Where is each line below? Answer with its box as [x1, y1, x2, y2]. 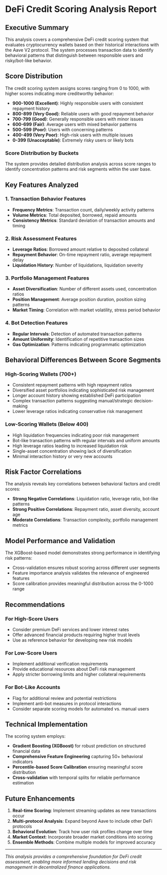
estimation [12, 780, 34, 786]
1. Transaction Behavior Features [5, 195, 86, 202]
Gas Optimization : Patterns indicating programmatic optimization [12, 341, 147, 347]
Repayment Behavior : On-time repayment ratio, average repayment [12, 252, 152, 258]
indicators [12, 759, 33, 765]
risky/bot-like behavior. [5, 58, 52, 63]
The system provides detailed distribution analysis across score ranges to [5, 161, 157, 167]
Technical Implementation [5, 720, 88, 728]
